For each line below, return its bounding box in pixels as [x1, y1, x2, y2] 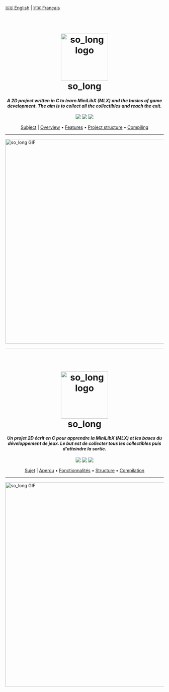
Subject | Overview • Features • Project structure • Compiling [20, 124, 149, 130]
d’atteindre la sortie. [62, 446, 107, 452]
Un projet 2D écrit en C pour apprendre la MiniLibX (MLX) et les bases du [7, 435, 162, 441]
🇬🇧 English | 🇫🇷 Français [5, 5, 60, 11]
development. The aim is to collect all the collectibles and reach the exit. [7, 103, 162, 109]
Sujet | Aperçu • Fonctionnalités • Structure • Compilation [24, 467, 145, 473]
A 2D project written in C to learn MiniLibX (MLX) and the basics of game [7, 97, 162, 103]
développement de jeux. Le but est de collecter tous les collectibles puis [8, 440, 161, 446]
